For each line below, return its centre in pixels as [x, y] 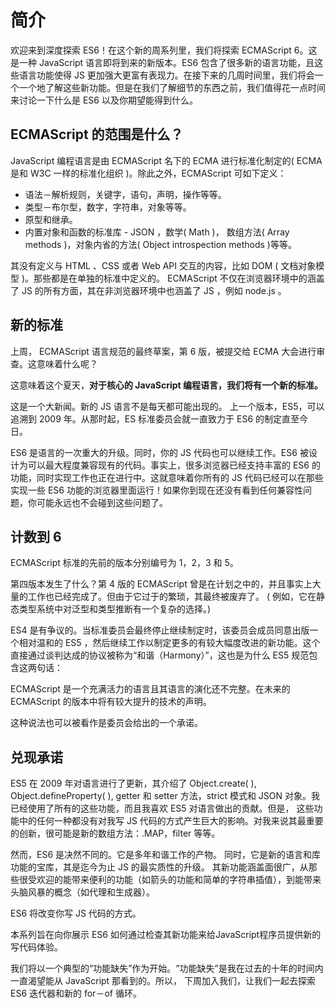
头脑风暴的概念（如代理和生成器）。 [82, 892]
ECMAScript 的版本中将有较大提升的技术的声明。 [111, 702]
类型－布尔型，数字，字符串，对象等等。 [108, 207]
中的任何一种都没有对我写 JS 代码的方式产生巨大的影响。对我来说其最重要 [171, 821]
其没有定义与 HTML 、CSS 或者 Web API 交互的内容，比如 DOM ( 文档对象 [163, 265]
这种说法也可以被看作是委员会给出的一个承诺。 [106, 723]
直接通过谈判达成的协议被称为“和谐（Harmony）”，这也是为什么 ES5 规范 [160, 655]
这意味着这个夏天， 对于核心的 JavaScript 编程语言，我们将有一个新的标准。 [166, 385]
